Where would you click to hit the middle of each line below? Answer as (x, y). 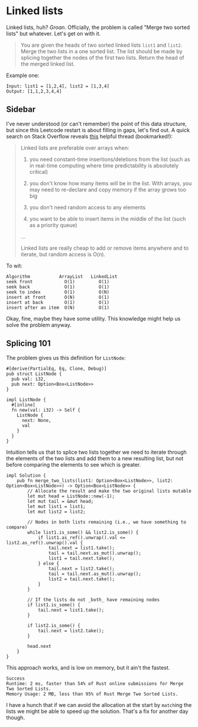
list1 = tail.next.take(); (82, 558)
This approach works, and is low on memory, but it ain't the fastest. (88, 667)
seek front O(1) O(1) (58, 282)
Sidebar (21, 110)
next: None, (36, 420)
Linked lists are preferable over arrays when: (75, 148)
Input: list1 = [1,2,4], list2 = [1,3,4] (58, 86)
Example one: (23, 75)
